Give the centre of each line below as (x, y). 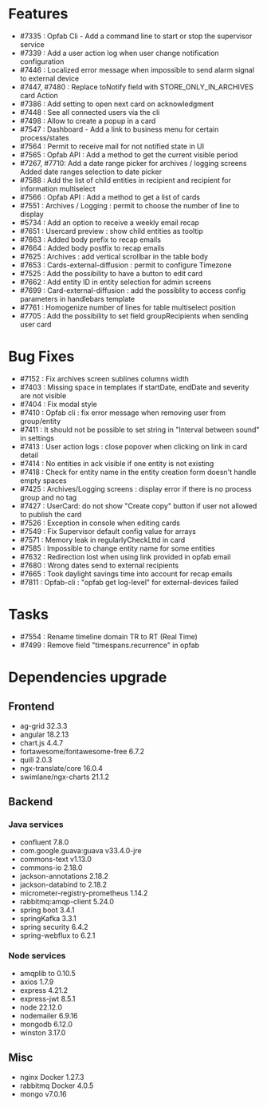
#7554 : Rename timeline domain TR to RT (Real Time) (108, 636)
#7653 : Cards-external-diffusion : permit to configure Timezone (126, 265)
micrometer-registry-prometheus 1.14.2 (84, 893)
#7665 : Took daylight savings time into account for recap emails (126, 573)
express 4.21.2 (44, 990)
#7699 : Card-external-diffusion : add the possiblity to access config (133, 290)
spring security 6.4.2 (54, 927)
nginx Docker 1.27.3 (52, 1077)
